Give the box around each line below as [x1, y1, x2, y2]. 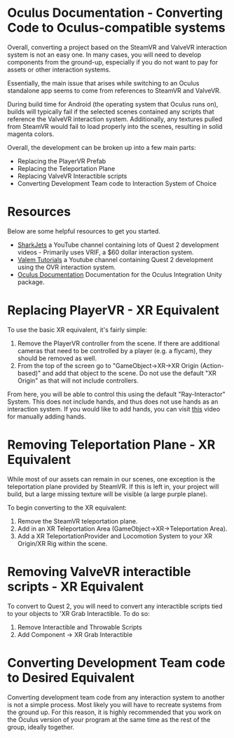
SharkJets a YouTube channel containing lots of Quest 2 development [17, 240, 219, 249]
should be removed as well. [17, 354, 97, 362]
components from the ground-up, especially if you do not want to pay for [7, 57, 219, 66]
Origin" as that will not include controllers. [17, 376, 139, 385]
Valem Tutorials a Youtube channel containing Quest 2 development [17, 255, 214, 264]
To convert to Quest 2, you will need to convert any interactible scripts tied [7, 601, 223, 610]
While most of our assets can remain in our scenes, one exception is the [7, 474, 216, 483]
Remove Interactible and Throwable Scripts [17, 622, 142, 631]
